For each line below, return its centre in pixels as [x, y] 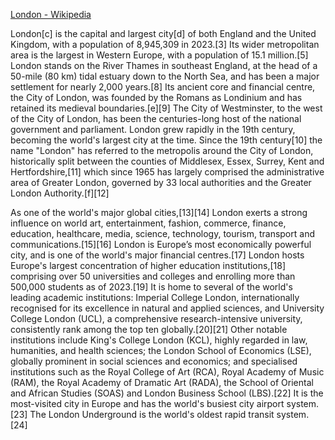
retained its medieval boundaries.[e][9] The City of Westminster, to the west [166, 108]
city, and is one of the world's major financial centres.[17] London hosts [157, 255]
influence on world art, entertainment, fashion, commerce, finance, [148, 223]
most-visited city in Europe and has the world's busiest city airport [147, 403]
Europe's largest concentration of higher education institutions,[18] [148, 265]
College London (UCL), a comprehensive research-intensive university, [156, 318]
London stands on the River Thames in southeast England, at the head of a [164, 65]
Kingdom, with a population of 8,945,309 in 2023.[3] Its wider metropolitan [165, 44]
